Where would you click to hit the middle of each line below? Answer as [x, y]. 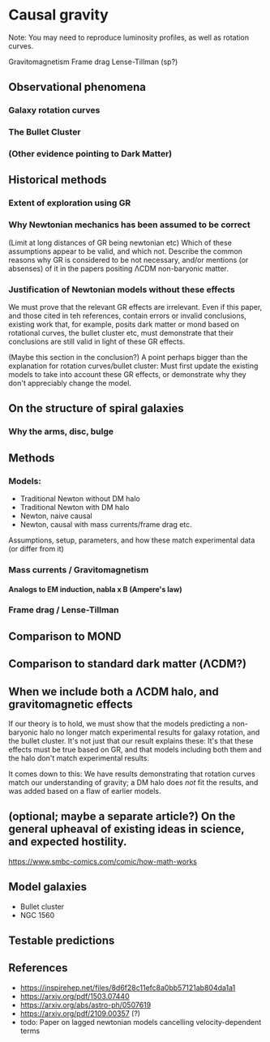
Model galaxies [48, 887]
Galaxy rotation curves [54, 110]
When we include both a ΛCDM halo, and [114, 691]
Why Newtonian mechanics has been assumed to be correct [129, 225]
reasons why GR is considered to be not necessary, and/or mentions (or [129, 259]
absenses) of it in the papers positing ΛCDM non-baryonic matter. [118, 268]
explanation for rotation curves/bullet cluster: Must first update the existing [133, 366]
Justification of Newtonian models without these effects [122, 289]
